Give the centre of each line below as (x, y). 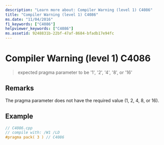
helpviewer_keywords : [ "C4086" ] (39, 29)
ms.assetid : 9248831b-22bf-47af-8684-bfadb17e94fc (60, 33)
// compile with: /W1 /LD (32, 133)
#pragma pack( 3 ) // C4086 (35, 137)
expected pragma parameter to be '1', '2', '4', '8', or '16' (75, 72)
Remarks (20, 88)
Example (19, 116)
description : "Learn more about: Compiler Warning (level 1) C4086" (79, 10)
